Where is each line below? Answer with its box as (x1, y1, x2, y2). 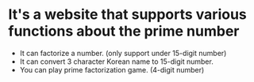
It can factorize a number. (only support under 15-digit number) (19, 48, 227, 58)
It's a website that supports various (8, 6, 248, 24)
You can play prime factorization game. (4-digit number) (19, 65, 205, 74)
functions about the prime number (8, 22, 240, 40)
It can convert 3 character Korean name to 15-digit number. (19, 57, 214, 66)
